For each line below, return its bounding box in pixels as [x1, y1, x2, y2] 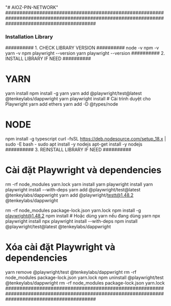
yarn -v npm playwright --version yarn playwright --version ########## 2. [5, 50, 165, 57]
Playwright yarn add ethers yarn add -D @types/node [5, 101, 118, 107]
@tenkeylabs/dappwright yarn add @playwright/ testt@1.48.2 [5, 192, 134, 198]
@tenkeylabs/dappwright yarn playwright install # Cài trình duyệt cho [5, 96, 151, 102]
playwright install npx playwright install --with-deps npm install [5, 218, 138, 225]
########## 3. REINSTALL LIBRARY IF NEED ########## [5, 147, 132, 153]
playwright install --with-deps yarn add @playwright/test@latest [5, 187, 141, 193]
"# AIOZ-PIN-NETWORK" [5, 5, 59, 10]
